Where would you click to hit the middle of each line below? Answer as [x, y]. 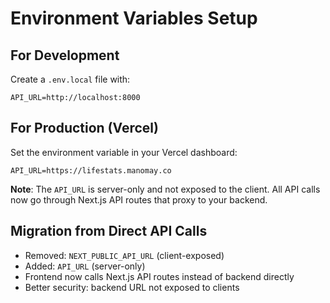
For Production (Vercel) [84, 128]
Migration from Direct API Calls [109, 231]
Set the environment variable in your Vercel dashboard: [124, 152]
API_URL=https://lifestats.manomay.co [91, 170]
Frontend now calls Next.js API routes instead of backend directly [159, 276]
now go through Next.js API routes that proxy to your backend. [139, 199]
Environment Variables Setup [134, 18]
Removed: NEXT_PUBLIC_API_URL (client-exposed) [124, 255]
